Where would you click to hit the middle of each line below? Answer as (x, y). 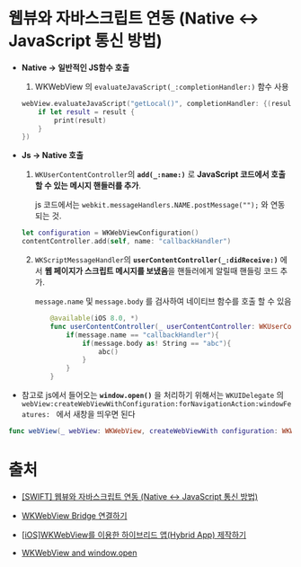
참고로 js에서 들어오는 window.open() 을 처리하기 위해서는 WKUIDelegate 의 (152, 395)
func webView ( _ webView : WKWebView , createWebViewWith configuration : (143, 431)
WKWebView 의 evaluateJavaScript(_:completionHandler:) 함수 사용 (162, 86)
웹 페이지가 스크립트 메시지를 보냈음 (106, 271)
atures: (35, 415)
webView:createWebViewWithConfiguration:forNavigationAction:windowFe (156, 404)
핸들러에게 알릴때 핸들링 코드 (228, 271)
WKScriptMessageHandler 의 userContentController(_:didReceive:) (156, 260)
